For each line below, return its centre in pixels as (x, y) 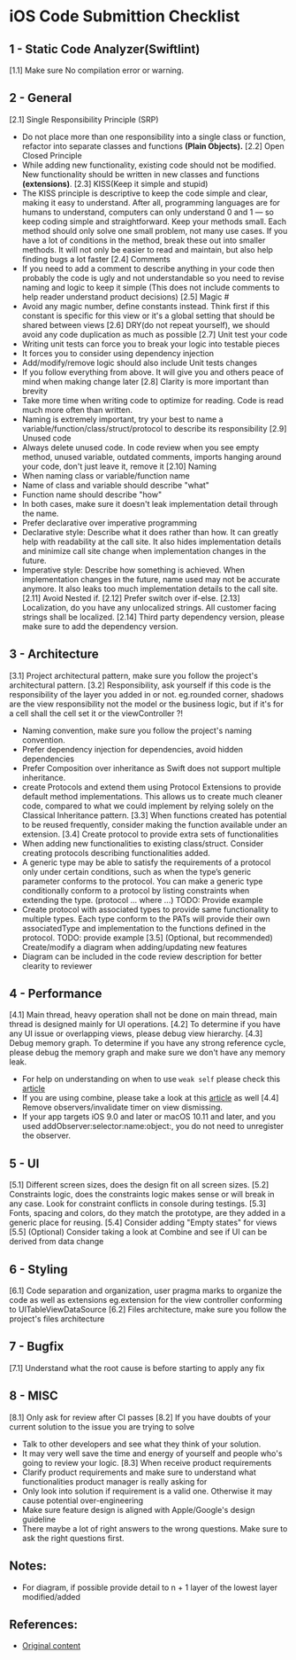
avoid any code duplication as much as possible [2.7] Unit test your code (155, 334)
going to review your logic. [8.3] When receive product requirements (147, 1462)
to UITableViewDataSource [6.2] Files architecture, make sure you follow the (148, 1310)
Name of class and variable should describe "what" (116, 485)
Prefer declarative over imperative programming (109, 522)
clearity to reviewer (57, 966)
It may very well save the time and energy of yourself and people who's (152, 1453)
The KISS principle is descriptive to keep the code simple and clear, (144, 193)
